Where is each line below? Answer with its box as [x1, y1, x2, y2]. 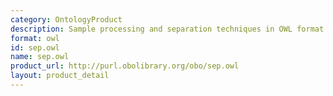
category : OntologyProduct [10, 14, 123, 25]
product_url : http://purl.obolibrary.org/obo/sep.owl [10, 61, 240, 71]
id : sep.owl [10, 42, 60, 53]
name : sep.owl [10, 52, 70, 62]
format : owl [10, 33, 60, 43]
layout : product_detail [10, 71, 110, 81]
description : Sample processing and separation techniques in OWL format [10, 24, 325, 34]
